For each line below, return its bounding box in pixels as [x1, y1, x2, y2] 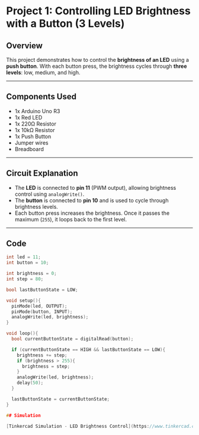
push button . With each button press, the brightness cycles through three [6, 62, 187, 70]
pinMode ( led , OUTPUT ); [11, 303, 68, 309]
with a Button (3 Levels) [6, 17, 125, 30]
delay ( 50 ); [17, 380, 44, 386]
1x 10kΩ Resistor [14, 126, 55, 133]
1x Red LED [14, 114, 43, 121]
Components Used [6, 92, 77, 102]
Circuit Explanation [6, 168, 78, 179]
